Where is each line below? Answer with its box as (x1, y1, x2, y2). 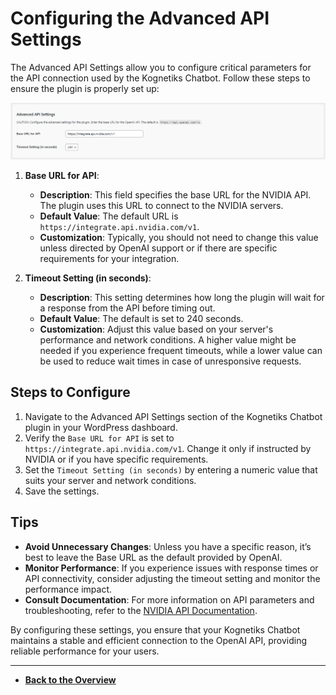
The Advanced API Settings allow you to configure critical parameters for (10, 61, 312, 73)
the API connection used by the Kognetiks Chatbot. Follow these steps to (10, 72, 311, 84)
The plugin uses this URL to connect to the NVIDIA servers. (39, 199, 284, 211)
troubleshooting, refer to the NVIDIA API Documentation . (24, 604, 258, 616)
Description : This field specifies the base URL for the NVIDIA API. (39, 188, 312, 201)
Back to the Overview (24, 673, 117, 686)
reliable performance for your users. (10, 645, 160, 657)
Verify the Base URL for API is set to (24, 432, 175, 444)
